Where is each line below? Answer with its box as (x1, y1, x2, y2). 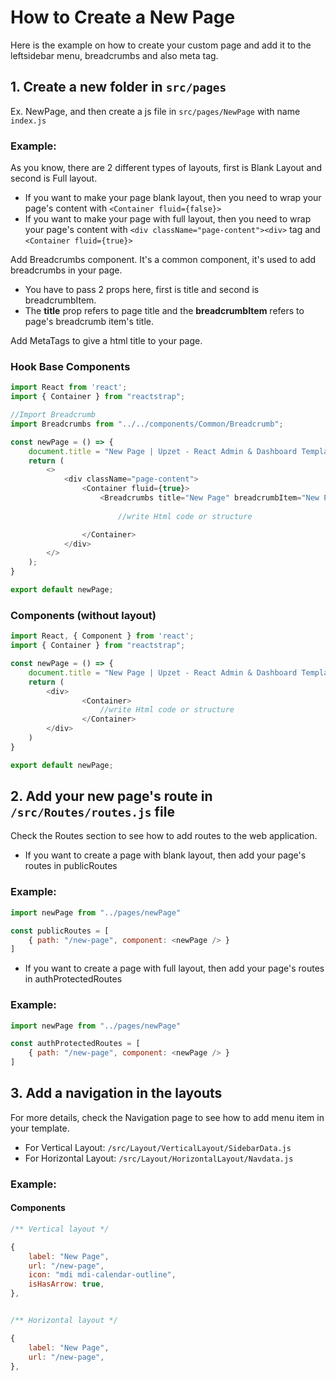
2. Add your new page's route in (10, 788, 213, 805)
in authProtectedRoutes (24, 973, 123, 985)
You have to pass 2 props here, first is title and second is (24, 284, 260, 296)
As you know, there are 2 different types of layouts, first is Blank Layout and (10, 162, 323, 174)
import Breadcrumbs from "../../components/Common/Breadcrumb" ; (10, 419, 284, 429)
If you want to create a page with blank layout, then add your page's (24, 849, 307, 861)
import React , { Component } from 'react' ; (10, 631, 195, 641)
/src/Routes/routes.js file (10, 804, 176, 821)
